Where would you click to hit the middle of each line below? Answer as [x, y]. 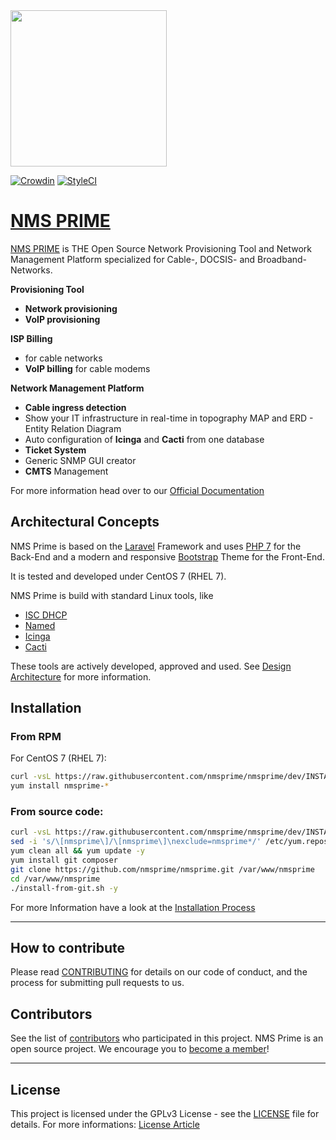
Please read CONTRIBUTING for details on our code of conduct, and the [159, 972]
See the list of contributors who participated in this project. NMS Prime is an [167, 1038]
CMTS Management [66, 471]
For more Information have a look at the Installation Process [133, 907]
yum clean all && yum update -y [77, 851]
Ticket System [55, 450]
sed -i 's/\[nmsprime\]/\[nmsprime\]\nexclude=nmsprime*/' [136, 842]
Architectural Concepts [85, 522]
